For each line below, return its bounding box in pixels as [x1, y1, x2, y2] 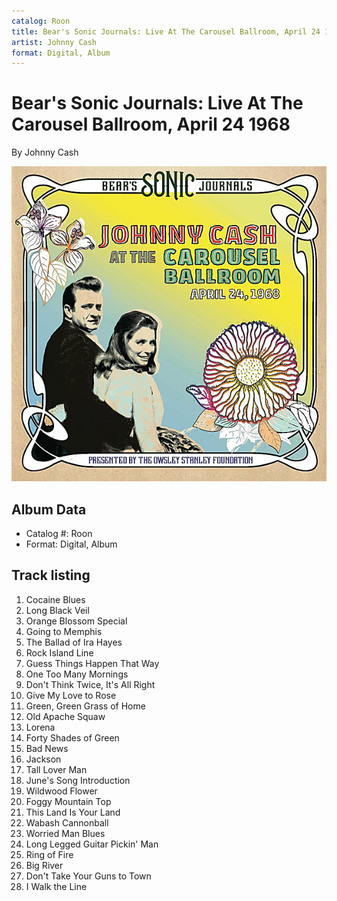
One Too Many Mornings [25, 668, 129, 680]
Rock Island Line [25, 646, 94, 659]
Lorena [25, 721, 56, 733]
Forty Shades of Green [25, 731, 120, 744]
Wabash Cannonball [25, 816, 109, 829]
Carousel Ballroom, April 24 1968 [11, 113, 291, 136]
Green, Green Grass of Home [25, 700, 146, 712]
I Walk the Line [25, 880, 88, 892]
